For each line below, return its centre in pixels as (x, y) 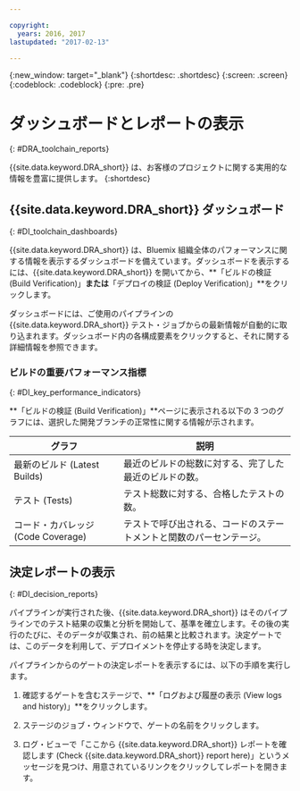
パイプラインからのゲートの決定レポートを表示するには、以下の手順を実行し (150, 665)
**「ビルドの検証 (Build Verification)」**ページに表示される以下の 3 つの (143, 411)
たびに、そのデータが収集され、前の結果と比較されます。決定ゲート (150, 635)
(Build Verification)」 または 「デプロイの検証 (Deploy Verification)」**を (141, 283)
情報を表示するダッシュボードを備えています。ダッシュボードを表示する (157, 261)
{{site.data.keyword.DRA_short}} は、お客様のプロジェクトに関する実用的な (148, 167)
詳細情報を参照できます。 (56, 347)
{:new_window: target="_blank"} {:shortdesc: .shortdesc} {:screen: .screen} (149, 75)
